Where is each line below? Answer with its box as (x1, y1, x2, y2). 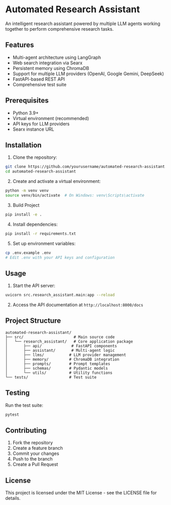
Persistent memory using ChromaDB (12, 65, 90, 71)
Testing (5, 389, 30, 397)
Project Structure (5, 317, 61, 325)
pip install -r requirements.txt (5, 231, 76, 236)
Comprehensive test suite (12, 81, 67, 87)
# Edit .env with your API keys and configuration (5, 255, 115, 260)
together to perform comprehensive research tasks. (5, 26, 114, 32)
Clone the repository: (12, 154, 58, 160)
